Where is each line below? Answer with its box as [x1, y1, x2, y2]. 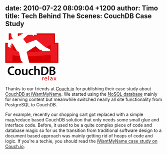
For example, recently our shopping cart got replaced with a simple [5, 111, 143, 117]
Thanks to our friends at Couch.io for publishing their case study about [5, 85, 151, 92]
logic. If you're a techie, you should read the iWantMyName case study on [5, 138, 157, 144]
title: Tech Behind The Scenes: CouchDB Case [5, 12, 152, 21]
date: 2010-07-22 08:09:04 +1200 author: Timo [5, 4, 158, 13]
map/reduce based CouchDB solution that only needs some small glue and [5, 116, 159, 122]
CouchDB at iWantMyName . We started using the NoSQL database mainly [5, 91, 157, 97]
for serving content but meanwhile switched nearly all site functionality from [5, 96, 162, 102]
